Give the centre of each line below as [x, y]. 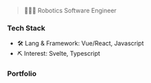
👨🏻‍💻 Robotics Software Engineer [70, 11]
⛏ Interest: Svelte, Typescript [59, 54]
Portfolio [22, 73]
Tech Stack [26, 28]
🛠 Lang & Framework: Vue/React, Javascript [80, 44]
